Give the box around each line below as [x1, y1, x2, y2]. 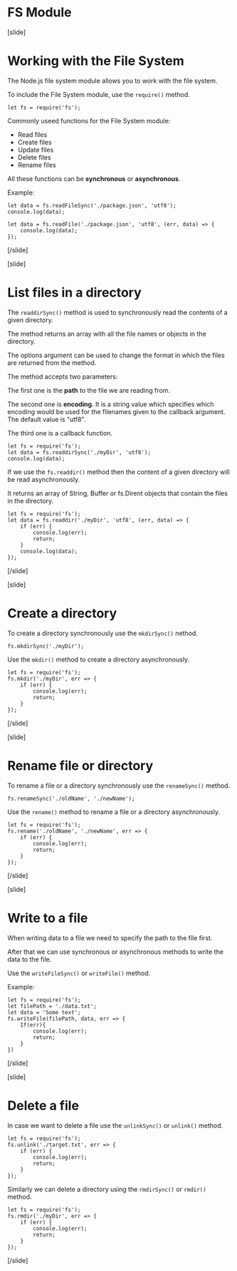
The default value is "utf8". [7, 415, 86, 423]
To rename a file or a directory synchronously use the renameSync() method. [7, 781, 231, 790]
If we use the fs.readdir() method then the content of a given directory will [7, 468, 230, 476]
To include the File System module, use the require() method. [7, 90, 190, 98]
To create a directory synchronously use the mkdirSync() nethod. [7, 629, 198, 637]
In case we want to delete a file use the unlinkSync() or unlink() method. [7, 1121, 223, 1130]
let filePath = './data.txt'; [7, 1002, 98, 1009]
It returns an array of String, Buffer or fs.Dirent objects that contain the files [7, 489, 228, 498]
